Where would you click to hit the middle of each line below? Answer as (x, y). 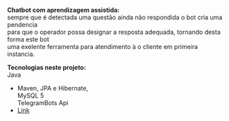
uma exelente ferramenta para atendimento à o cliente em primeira (103, 47)
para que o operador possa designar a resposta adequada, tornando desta (114, 32)
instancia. (21, 54)
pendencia (23, 25)
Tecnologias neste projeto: (47, 67)
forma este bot (28, 39)
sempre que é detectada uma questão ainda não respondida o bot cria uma (115, 17)
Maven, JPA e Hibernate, (53, 88)
